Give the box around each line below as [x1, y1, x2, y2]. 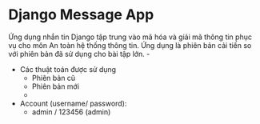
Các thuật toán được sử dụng [19, 64, 117, 74]
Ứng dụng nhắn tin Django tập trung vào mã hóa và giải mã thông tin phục [8, 32, 252, 42]
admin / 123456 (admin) [31, 106, 111, 117]
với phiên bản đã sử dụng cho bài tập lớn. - [8, 49, 150, 58]
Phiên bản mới [31, 82, 80, 91]
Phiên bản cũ [31, 73, 76, 82]
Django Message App [8, 6, 154, 24]
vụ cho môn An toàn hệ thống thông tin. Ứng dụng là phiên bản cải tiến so [8, 40, 252, 50]
